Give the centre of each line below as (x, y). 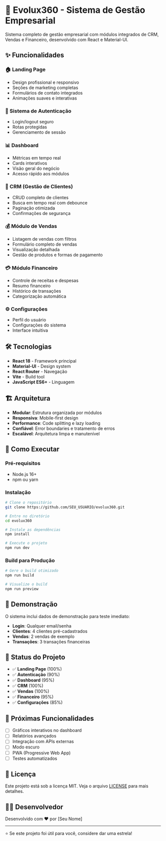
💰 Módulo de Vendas (31, 226)
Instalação (18, 492)
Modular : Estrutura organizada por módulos (57, 413)
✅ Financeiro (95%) (33, 697)
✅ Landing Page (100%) (37, 669)
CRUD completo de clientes (40, 197)
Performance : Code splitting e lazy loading (56, 423)
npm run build (20, 576)
